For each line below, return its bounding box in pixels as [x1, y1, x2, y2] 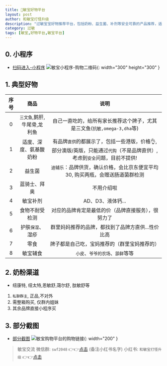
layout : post [5, 12, 32, 17]
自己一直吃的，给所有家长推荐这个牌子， [52, 117, 148, 124]
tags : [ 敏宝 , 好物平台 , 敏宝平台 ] [5, 30, 65, 35]
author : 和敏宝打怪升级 [5, 16, 49, 21]
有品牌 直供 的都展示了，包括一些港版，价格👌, [52, 138, 158, 145]
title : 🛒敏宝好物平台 [5, 7, 46, 12]
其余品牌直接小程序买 [12, 305, 56, 312]
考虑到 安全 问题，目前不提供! [72, 154, 138, 161]
